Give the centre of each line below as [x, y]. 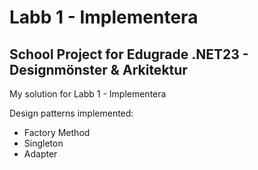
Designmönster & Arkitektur [98, 69]
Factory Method [57, 132]
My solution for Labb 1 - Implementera [88, 94]
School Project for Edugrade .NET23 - [129, 54]
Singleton [43, 143]
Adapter [40, 154]
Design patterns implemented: [71, 113]
